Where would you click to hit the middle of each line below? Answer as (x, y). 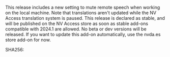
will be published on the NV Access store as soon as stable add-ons (77, 23)
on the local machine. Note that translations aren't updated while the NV (81, 13)
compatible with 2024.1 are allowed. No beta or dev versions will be (76, 29)
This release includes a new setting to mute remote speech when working (83, 7)
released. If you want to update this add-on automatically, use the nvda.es (83, 34)
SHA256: (15, 50)
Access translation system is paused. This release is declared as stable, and (85, 18)
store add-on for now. (28, 40)
